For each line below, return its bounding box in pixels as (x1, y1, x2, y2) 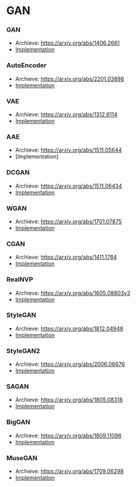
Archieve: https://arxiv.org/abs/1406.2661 (15, 39, 120, 46)
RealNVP (6, 275, 34, 284)
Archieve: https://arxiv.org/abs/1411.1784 (15, 253, 117, 261)
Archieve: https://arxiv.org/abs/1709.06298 (15, 467, 124, 475)
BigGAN (6, 418, 31, 426)
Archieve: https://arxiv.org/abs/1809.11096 (15, 432, 122, 439)
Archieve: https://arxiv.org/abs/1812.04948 (15, 325, 124, 332)
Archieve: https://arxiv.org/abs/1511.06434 (15, 182, 122, 190)
